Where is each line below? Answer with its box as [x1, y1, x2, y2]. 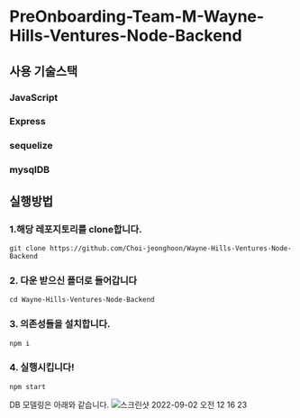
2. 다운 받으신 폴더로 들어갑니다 [9, 274, 138, 286]
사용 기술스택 [9, 63, 78, 78]
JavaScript [9, 91, 59, 104]
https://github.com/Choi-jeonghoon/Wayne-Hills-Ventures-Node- [49, 243, 293, 253]
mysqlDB [9, 164, 50, 177]
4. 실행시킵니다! [9, 361, 75, 374]
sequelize [9, 140, 53, 152]
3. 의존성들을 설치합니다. [9, 318, 111, 331]
